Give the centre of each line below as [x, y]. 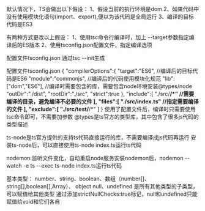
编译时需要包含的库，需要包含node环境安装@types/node [121, 86]
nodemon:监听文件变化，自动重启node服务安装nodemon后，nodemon [95, 158]
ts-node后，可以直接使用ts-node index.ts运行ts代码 [76, 145]
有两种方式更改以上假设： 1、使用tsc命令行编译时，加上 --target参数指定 [98, 37]
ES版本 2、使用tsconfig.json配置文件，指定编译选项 [88, 45]
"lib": [169, 79]
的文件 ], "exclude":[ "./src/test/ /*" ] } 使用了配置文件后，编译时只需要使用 [101, 109]
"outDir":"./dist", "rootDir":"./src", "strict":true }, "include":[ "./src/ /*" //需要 [100, 94]
